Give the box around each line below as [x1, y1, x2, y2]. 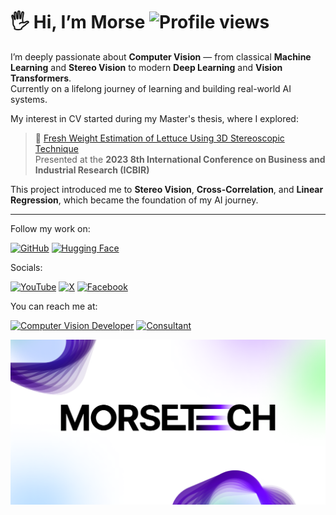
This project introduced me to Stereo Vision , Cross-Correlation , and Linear [10, 183, 324, 195]
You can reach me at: [10, 300, 98, 312]
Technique [34, 142, 79, 154]
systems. [10, 93, 48, 105]
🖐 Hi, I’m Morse [10, 11, 146, 34]
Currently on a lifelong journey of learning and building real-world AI [10, 82, 292, 94]
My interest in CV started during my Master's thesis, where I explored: [10, 112, 299, 124]
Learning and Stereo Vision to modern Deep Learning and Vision [10, 61, 283, 73]
